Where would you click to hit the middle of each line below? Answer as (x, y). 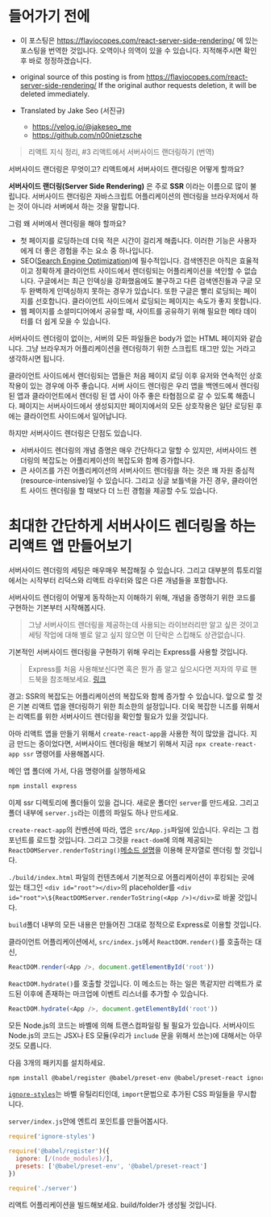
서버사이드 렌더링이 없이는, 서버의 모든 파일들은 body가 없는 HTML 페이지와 (128, 338)
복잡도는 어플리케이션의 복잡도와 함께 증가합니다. (118, 460)
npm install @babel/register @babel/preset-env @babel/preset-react (126, 1077)
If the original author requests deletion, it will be (177, 85)
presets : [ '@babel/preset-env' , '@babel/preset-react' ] (111, 1166)
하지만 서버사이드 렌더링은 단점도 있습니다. (75, 433)
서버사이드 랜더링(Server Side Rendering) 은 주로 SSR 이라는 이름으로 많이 (128, 185)
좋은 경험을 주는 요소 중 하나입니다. (99, 250)
